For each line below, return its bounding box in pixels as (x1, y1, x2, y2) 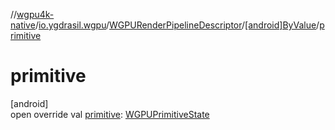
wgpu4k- (16, 9, 55, 20)
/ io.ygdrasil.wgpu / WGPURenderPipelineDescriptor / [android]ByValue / (34, 19, 320, 31)
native (10, 19, 36, 31)
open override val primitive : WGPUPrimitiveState (10, 108, 210, 120)
